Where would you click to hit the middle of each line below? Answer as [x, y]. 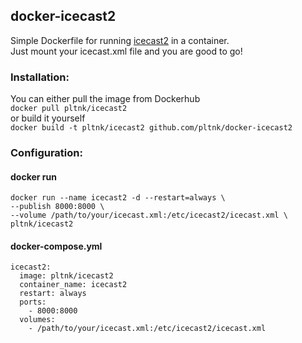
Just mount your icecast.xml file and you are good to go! [126, 51]
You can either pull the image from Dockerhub [105, 99]
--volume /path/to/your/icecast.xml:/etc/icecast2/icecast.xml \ [149, 215]
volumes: [37, 320]
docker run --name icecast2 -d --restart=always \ [118, 198]
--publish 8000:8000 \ [57, 207]
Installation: [40, 77]
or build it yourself [48, 118]
